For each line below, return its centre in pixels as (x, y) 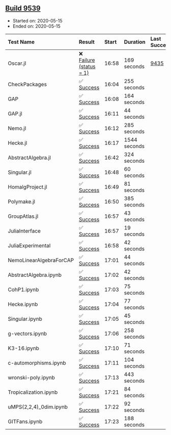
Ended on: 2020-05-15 (37, 26)
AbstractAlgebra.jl (29, 158)
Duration (135, 42)
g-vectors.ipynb (27, 334)
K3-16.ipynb (24, 348)
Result (87, 42)
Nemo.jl (17, 128)
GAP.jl (15, 113)
